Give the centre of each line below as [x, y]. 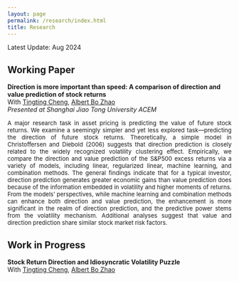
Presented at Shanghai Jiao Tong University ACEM [82, 110]
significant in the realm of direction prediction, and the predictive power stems [119, 208]
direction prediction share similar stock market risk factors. [87, 223]
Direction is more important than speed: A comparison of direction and [114, 87]
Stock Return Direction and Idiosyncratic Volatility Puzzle [94, 262]
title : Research [31, 27]
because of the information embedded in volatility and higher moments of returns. [119, 187]
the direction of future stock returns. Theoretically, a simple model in [119, 137]
